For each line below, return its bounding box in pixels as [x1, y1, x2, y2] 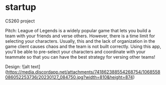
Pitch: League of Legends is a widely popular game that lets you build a [5, 27, 151, 33]
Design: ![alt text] [5, 64, 41, 70]
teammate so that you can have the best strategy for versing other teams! [5, 54, 156, 60]
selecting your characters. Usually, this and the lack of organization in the [5, 38, 155, 44]
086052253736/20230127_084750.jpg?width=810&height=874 [5, 74, 133, 80]
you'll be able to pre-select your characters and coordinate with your [5, 49, 146, 55]
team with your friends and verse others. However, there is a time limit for [5, 33, 155, 39]
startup [5, 1, 36, 13]
